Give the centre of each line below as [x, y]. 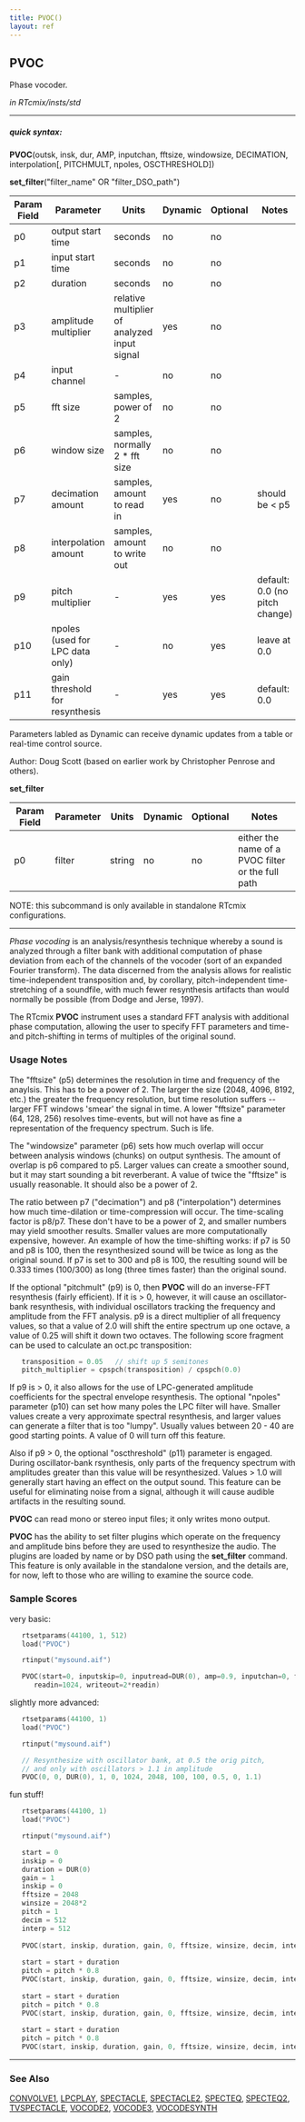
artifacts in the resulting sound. [68, 1501]
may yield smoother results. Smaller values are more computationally [138, 1230]
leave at [274, 640]
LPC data [71, 652]
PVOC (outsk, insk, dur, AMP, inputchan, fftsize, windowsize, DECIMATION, [149, 154]
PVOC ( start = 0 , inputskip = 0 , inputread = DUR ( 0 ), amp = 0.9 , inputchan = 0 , [156, 1677]
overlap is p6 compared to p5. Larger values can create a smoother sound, [149, 1165]
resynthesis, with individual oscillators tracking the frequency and [153, 1306]
